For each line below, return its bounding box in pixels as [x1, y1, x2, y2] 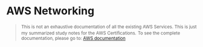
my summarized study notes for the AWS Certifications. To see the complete [21, 30, 180, 36]
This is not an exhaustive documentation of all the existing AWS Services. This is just [21, 24, 197, 30]
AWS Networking [6, 4, 95, 18]
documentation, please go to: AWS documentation [21, 35, 126, 41]
